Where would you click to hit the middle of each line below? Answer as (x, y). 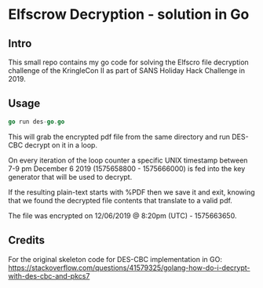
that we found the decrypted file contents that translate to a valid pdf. (121, 200)
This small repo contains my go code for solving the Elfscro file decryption (128, 62)
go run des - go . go (37, 122)
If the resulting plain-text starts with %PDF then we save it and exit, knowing (131, 192)
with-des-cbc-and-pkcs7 (49, 275)
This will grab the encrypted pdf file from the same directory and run (119, 137)
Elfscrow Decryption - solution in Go (129, 15)
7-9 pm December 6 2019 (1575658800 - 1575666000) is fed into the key (127, 168)
